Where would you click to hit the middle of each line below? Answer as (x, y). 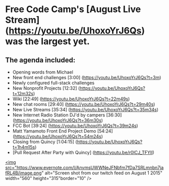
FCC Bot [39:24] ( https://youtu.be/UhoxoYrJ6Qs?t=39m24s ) (75, 126)
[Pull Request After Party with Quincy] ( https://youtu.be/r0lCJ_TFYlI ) (83, 152)
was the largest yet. (47, 42)
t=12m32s (23, 94)
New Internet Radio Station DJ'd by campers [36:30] (67, 115)
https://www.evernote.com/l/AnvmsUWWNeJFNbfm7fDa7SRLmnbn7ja (90, 168)
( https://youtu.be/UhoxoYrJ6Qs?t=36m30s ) (58, 120)
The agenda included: (40, 60)
